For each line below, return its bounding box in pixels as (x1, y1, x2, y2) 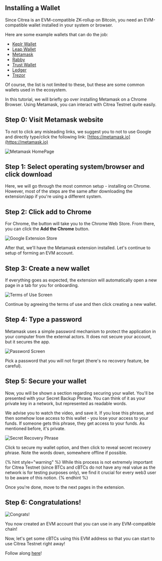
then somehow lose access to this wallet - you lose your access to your (5, 415, 148, 421)
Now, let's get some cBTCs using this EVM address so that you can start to (5, 535, 155, 541)
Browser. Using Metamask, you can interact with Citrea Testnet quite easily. (5, 101, 157, 107)
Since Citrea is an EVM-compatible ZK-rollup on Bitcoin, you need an (5, 17, 143, 22)
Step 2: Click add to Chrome (5, 208, 91, 216)
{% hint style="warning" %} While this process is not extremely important (5, 459, 153, 465)
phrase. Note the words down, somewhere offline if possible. (5, 450, 127, 455)
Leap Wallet (12, 46, 36, 52)
